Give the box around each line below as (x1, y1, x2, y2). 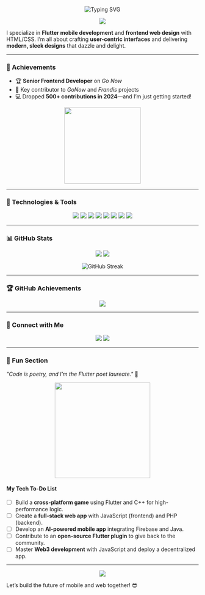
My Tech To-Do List (6, 485, 57, 492)
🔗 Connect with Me (6, 321, 64, 329)
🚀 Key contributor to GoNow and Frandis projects (15, 86, 139, 93)
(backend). (15, 519, 43, 527)
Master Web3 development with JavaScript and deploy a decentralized (15, 546, 196, 553)
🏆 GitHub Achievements (6, 284, 81, 293)
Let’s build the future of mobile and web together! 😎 (6, 582, 138, 589)
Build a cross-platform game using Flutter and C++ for (15, 498, 154, 506)
